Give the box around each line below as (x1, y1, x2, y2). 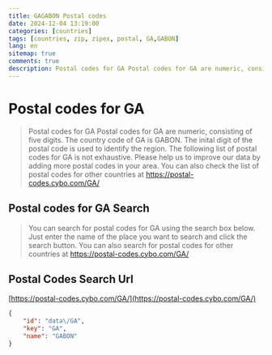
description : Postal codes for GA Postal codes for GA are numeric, (8, 65, 244, 73)
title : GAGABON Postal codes (8, 11, 107, 20)
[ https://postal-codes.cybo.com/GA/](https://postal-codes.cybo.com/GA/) (8, 293, 257, 304)
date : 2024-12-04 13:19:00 (8, 19, 100, 28)
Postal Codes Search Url (8, 272, 134, 286)
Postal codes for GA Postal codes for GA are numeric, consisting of (28, 126, 253, 136)
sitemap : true (8, 49, 57, 58)
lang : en (8, 42, 38, 50)
